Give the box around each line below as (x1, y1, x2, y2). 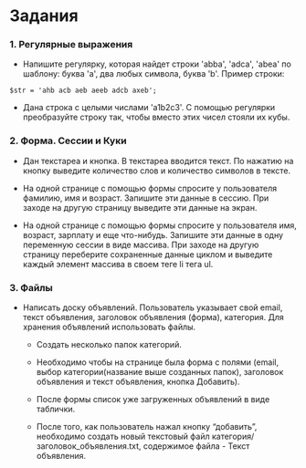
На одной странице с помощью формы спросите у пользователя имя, (22, 220, 297, 231)
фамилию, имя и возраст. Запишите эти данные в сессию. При (22, 192, 269, 203)
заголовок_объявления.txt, (36, 441, 142, 452)
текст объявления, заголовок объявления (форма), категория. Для (22, 312, 285, 323)
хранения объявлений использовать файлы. (22, 321, 196, 333)
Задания (9, 5, 79, 26)
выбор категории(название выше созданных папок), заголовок (36, 367, 284, 378)
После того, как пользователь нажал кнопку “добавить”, (36, 421, 258, 432)
